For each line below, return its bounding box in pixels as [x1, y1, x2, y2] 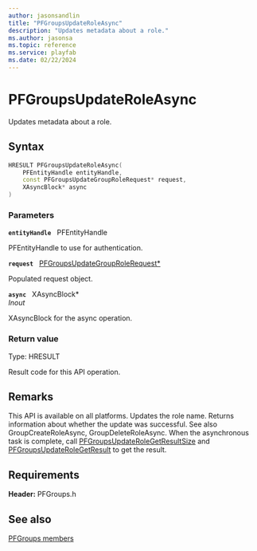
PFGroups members [8, 533, 74, 543]
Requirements [8, 468, 80, 482]
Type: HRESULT [8, 352, 60, 361]
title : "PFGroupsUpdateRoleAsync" [8, 19, 123, 27]
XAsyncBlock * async [22, 183, 88, 191]
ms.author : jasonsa [8, 33, 73, 42]
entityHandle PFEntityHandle [8, 228, 108, 238]
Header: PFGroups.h [8, 490, 77, 499]
